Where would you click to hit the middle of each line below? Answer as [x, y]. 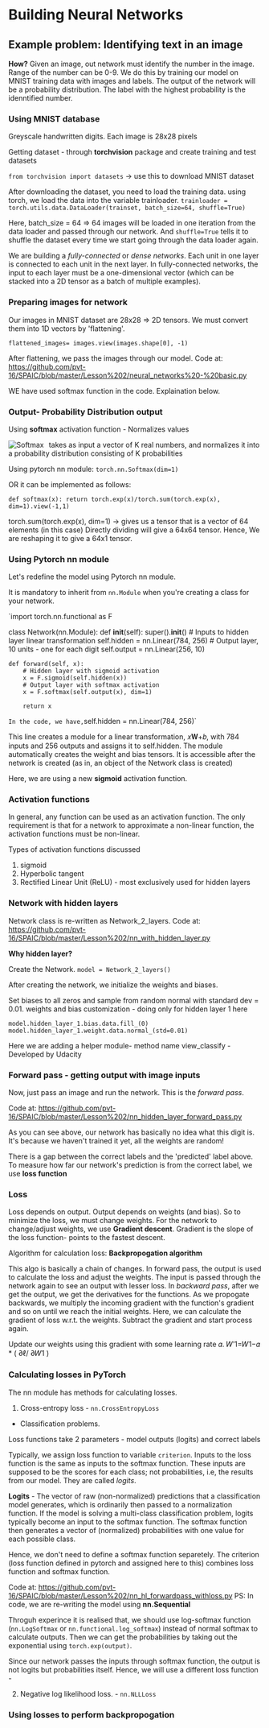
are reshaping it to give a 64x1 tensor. [70, 538]
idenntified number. [41, 98]
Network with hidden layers [63, 903]
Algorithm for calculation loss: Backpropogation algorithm [106, 1253]
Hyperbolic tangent [52, 874]
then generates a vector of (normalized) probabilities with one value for [126, 1530]
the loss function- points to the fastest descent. [87, 1238]
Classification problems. [60, 1424]
